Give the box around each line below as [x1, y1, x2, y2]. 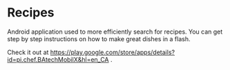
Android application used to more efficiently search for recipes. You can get [7, 27, 223, 36]
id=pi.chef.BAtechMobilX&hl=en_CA [7, 55, 109, 63]
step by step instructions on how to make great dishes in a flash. [7, 34, 191, 43]
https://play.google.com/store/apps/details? [50, 48, 175, 56]
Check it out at [7, 48, 49, 56]
